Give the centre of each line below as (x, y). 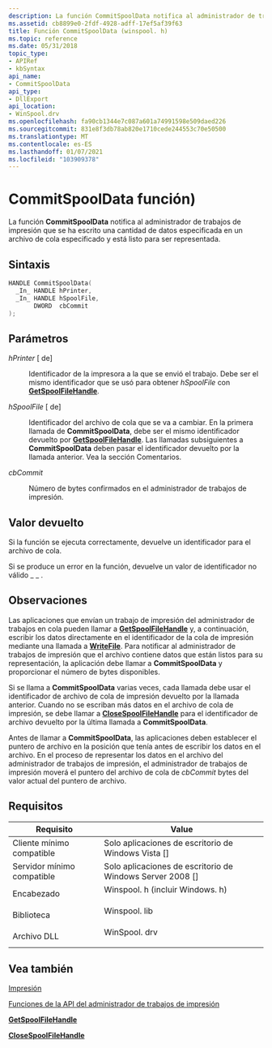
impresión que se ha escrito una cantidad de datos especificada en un (125, 230)
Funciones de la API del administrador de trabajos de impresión (114, 1004)
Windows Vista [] (137, 853)
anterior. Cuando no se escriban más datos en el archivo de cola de (121, 704)
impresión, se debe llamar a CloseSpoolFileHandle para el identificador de (133, 713)
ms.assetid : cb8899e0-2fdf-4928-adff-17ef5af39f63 (96, 24)
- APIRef (23, 62)
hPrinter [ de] (30, 359)
